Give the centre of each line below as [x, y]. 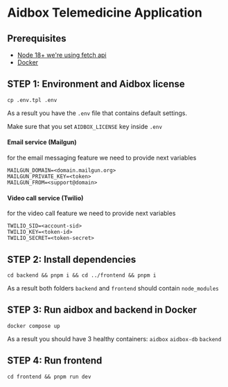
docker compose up [34, 326]
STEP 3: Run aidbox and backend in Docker [102, 310]
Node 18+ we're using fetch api [62, 55]
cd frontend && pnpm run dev [49, 377]
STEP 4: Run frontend [55, 361]
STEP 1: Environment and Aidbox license [96, 84]
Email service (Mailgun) [42, 142]
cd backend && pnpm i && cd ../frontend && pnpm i [82, 275]
